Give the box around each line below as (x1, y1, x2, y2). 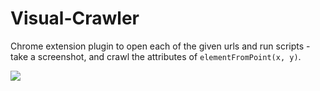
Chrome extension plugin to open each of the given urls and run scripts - (10, 40, 311, 52)
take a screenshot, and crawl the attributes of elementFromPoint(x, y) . (10, 50, 302, 62)
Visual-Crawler (10, 7, 140, 30)
